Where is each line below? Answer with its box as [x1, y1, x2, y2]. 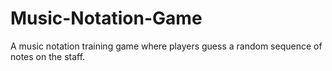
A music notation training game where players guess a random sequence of [10, 40, 323, 52]
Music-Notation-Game [10, 7, 203, 30]
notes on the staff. [10, 50, 86, 62]
